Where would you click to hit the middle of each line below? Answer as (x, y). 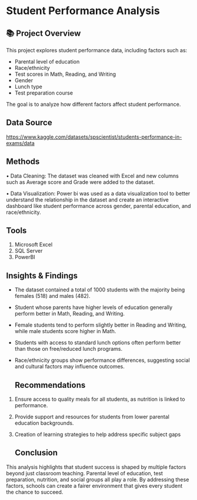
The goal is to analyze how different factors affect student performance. (94, 104)
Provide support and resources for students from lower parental (92, 417)
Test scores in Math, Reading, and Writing (65, 74)
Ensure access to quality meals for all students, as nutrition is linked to (100, 399)
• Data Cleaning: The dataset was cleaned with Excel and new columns (93, 176)
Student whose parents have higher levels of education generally (94, 307)
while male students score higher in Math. (65, 331)
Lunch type (28, 87)
